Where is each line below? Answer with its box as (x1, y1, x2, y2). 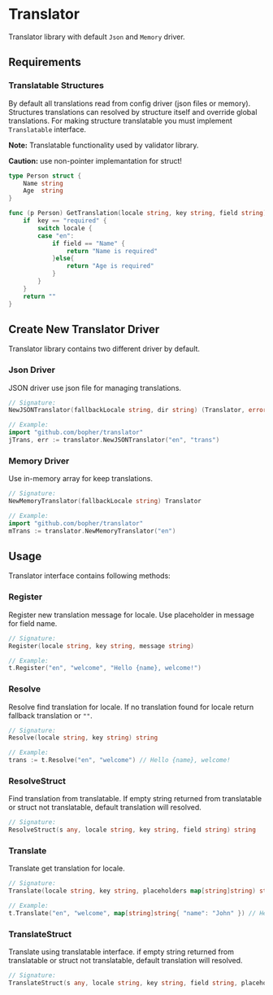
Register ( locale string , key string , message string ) (8, 642, 195, 650)
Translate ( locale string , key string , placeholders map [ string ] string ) (8, 887, 256, 896)
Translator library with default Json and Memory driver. (8, 32, 185, 42)
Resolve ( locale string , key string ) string (8, 734, 158, 742)
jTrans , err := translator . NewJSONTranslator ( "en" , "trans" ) (8, 436, 220, 445)
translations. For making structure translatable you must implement (8, 116, 233, 125)
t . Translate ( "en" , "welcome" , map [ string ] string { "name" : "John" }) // (8, 910, 257, 918)
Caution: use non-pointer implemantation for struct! (8, 156, 183, 165)
